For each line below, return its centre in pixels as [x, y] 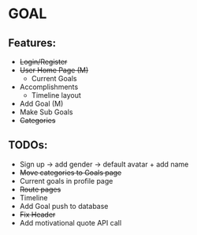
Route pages [40, 189]
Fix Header [37, 214]
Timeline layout [56, 95]
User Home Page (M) [54, 70]
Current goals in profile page [66, 181]
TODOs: [28, 145]
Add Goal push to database [64, 206]
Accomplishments [49, 87]
